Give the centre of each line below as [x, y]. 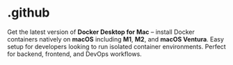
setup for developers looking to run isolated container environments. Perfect [116, 46]
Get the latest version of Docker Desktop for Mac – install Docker [101, 32]
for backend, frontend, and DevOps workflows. [75, 54]
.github [29, 13]
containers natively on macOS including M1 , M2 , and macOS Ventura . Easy [116, 39]
